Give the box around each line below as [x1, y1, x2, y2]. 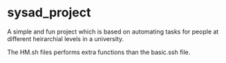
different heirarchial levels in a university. [7, 34, 124, 42]
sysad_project [7, 5, 91, 21]
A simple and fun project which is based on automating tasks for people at [7, 27, 219, 36]
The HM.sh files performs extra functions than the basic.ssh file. [7, 48, 191, 56]
